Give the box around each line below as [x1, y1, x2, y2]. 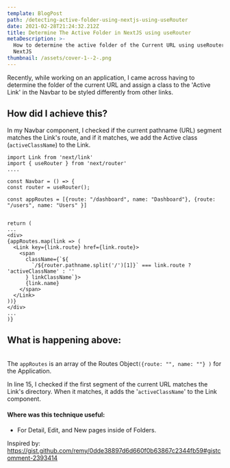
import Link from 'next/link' [7, 153, 94, 161]
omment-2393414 [7, 454, 58, 462]
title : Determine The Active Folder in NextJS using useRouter [7, 29, 192, 36]
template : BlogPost [7, 10, 63, 17]
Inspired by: [7, 439, 41, 447]
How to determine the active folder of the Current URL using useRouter [13, 42, 225, 49]
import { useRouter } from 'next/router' [7, 160, 127, 167]
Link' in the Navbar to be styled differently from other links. [7, 88, 174, 96]
